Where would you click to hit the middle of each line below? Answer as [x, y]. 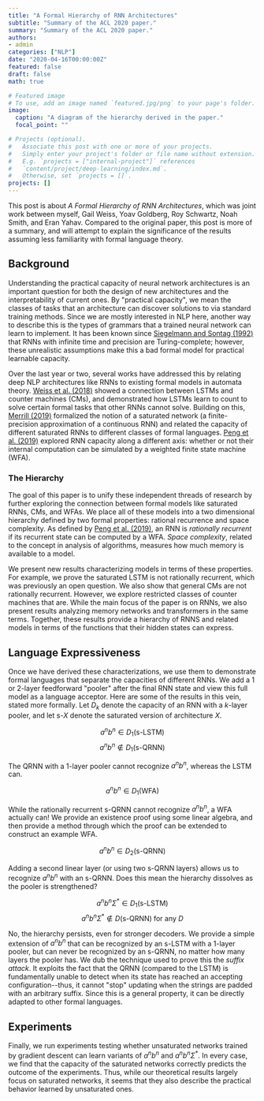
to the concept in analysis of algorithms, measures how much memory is [126, 546]
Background [39, 264]
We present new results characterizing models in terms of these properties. [131, 569]
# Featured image [37, 95]
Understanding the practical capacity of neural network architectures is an [129, 283]
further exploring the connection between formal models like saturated [123, 504]
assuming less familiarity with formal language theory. [96, 239]
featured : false [35, 67]
